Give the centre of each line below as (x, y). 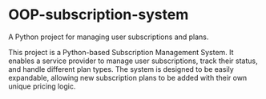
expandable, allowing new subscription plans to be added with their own (128, 77)
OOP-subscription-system (99, 15)
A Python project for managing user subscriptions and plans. (109, 37)
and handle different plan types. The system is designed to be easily (121, 69)
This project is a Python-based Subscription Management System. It (121, 52)
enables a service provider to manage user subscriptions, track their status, (133, 61)
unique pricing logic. (42, 86)
